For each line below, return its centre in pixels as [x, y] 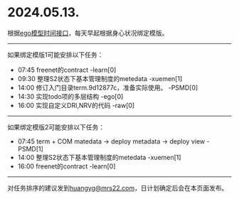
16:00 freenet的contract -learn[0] [67, 166]
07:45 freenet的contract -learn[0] [67, 70]
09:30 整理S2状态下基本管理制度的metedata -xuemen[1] [100, 78]
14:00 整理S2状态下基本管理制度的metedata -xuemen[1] [99, 157]
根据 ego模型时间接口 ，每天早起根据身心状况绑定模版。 [88, 33]
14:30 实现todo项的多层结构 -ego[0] [70, 96]
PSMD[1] [31, 149]
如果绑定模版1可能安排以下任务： [55, 55]
